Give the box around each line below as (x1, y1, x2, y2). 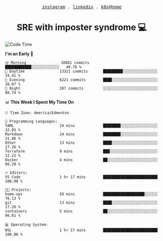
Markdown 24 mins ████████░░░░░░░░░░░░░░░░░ (5, 131, 158, 136)
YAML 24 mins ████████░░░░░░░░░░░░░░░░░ (5, 123, 158, 128)
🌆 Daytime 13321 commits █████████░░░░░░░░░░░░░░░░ (5, 68, 158, 74)
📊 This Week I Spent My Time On (5, 99, 74, 105)
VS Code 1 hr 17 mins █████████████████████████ (5, 175, 158, 179)
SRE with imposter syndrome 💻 (17, 22, 147, 33)
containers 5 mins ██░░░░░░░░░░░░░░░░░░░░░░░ (5, 209, 158, 214)
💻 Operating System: (5, 222, 49, 227)
